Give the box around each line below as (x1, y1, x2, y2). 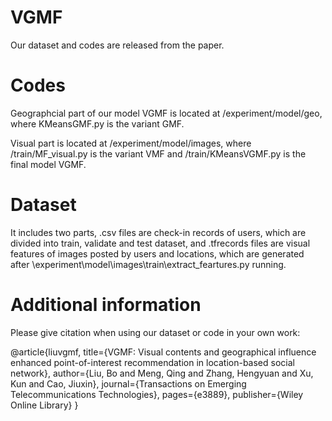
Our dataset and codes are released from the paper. (10, 39, 225, 51)
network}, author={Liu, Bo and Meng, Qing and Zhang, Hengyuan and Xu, (10, 367, 314, 379)
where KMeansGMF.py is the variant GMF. (10, 117, 185, 130)
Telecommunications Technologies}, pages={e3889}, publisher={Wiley (10, 388, 304, 400)
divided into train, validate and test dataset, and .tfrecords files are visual (10, 237, 311, 249)
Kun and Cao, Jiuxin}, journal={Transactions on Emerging (10, 377, 247, 390)
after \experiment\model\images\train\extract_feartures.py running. (10, 258, 287, 270)
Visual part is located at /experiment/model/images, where (10, 137, 252, 149)
